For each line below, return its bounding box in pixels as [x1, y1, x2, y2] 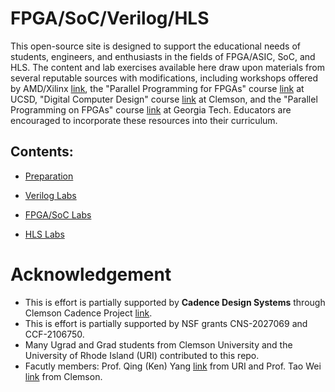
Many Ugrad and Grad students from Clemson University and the [24, 338, 293, 351]
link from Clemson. [24, 370, 103, 382]
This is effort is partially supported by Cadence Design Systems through [24, 296, 326, 308]
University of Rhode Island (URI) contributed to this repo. [24, 349, 260, 361]
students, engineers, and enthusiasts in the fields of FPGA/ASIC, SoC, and [10, 50, 316, 62]
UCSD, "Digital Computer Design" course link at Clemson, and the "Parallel [10, 93, 318, 105]
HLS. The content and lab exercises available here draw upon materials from [10, 61, 325, 73]
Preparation [24, 170, 74, 182]
